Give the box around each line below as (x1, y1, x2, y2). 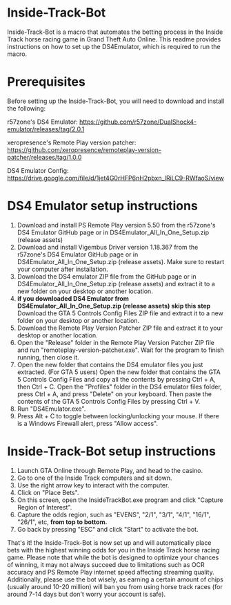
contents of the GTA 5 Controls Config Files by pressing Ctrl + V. (17, 397, 201, 405)
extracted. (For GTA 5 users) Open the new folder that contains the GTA (17, 368, 221, 376)
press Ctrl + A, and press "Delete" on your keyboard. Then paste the (17, 389, 212, 398)
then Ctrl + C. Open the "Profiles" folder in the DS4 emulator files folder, (17, 382, 222, 391)
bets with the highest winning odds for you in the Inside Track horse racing (7, 546, 220, 554)
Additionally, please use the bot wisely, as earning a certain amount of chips (7, 575, 224, 584)
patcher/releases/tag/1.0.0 (7, 153, 82, 161)
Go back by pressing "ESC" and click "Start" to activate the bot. (17, 525, 199, 533)
